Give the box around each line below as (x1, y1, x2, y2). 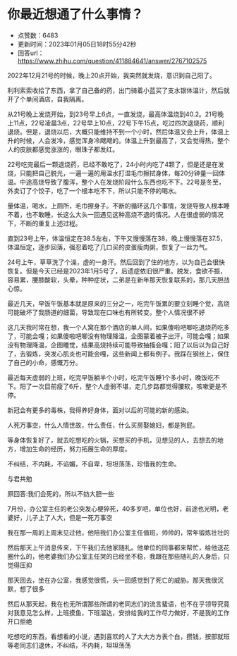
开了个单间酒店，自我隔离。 (7, 94, 88, 103)
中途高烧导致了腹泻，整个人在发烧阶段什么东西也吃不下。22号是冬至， (19, 178, 226, 186)
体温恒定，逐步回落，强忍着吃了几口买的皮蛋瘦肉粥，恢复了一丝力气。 (7, 242, 212, 251)
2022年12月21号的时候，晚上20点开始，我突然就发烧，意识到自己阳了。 (7, 71, 217, 80)
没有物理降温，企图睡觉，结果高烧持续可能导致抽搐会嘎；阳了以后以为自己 (7, 340, 224, 349)
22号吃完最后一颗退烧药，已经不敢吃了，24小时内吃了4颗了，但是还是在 (7, 160, 219, 168)
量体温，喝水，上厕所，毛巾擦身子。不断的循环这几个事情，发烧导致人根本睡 (7, 202, 230, 210)
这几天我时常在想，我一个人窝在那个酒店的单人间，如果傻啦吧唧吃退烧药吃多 (7, 323, 230, 331)
